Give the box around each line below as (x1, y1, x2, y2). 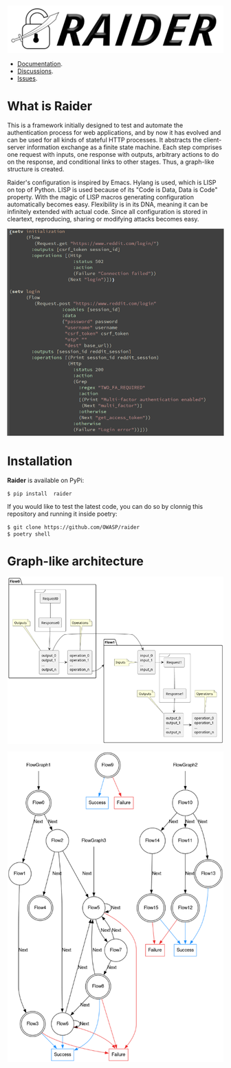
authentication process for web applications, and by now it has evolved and (7, 128, 221, 136)
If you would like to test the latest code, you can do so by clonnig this (7, 503, 203, 511)
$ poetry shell (7, 531, 51, 538)
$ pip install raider (7, 490, 72, 497)
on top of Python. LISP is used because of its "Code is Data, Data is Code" (7, 185, 218, 194)
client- (203, 135, 222, 144)
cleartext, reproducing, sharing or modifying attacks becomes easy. (7, 215, 199, 223)
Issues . (16, 74, 38, 83)
